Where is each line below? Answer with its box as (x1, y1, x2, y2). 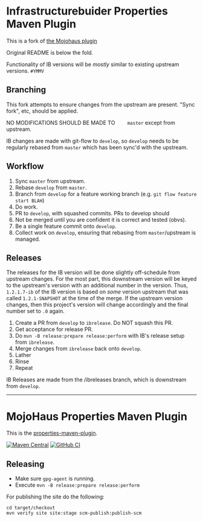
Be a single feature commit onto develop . (14, 223, 117, 230)
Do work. (14, 203, 38, 210)
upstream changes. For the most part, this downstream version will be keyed (6, 275, 197, 283)
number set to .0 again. (6, 307, 65, 315)
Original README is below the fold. (6, 49, 94, 56)
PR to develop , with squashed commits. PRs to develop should (14, 209, 170, 216)
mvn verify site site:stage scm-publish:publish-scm (6, 510, 142, 517)
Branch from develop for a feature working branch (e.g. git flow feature (14, 190, 197, 198)
